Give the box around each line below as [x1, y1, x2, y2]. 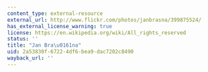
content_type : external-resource [7, 10, 103, 17]
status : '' [7, 36, 39, 43]
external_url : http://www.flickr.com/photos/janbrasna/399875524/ [7, 16, 202, 23]
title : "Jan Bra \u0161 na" [7, 42, 81, 49]
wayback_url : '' [7, 55, 54, 62]
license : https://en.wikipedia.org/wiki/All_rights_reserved [7, 29, 187, 36]
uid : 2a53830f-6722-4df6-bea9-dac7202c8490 [7, 49, 134, 56]
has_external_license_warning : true [7, 23, 112, 29]
